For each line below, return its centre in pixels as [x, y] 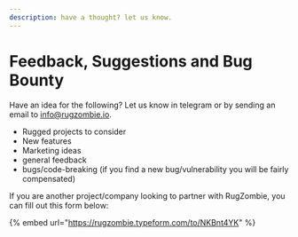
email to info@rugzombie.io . [61, 114]
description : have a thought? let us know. [91, 17]
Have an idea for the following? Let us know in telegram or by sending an [142, 105]
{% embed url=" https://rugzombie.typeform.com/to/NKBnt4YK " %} [133, 222]
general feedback [54, 160]
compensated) [48, 178]
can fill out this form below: [59, 205]
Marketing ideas [51, 150]
